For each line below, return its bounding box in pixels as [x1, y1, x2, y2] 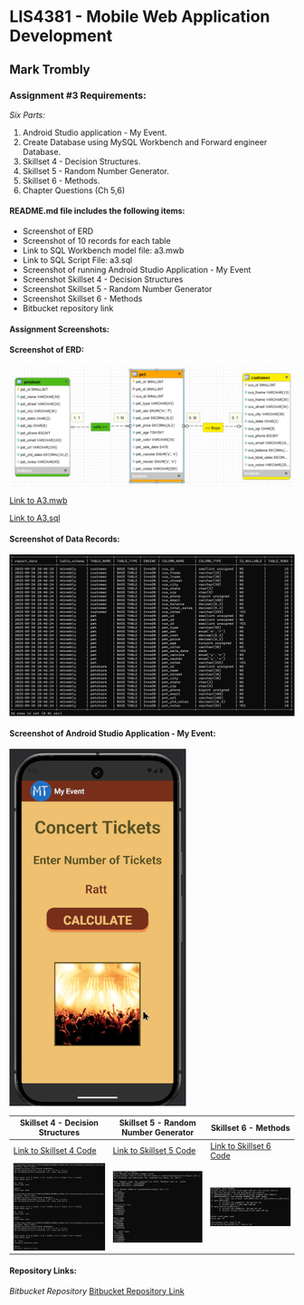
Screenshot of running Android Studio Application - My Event [22, 265, 252, 276]
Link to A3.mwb [9, 495, 68, 506]
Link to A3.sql [9, 512, 61, 523]
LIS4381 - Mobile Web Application [9, 6, 271, 27]
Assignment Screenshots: [9, 324, 110, 335]
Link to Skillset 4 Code [13, 1145, 97, 1156]
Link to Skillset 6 [210, 1140, 271, 1151]
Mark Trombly [9, 62, 90, 77]
